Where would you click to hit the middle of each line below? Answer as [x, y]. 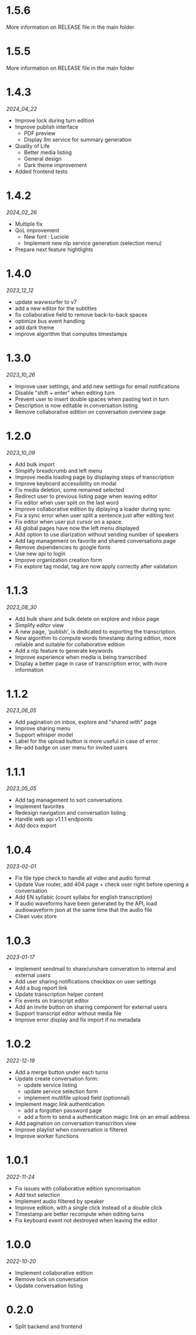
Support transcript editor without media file [68, 1013]
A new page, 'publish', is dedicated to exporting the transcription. [96, 631]
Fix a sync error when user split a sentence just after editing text [94, 515]
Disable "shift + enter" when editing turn [65, 392]
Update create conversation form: [57, 1079]
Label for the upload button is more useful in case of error [86, 741]
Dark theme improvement [55, 165]
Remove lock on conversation [52, 1279]
